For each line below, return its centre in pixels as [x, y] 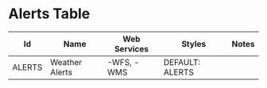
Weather [66, 62]
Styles [194, 44]
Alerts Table [49, 14]
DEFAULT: [182, 62]
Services [132, 48]
